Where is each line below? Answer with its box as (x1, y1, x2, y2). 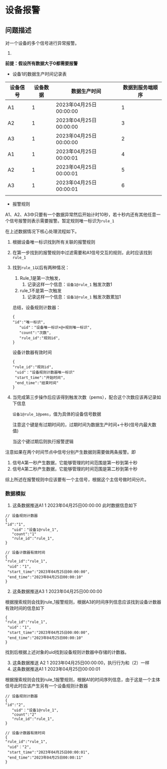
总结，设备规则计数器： (12, 305, 61, 310)
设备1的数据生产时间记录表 (12, 71, 67, 77)
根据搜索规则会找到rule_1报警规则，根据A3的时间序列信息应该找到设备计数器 (5, 599, 162, 605)
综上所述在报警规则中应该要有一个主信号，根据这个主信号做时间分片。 (5, 477, 149, 482)
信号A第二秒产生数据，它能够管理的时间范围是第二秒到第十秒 (12, 466, 138, 472)
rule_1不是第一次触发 (19, 288, 62, 293)
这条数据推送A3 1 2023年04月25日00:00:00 (12, 588, 103, 594)
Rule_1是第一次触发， (19, 275, 63, 281)
